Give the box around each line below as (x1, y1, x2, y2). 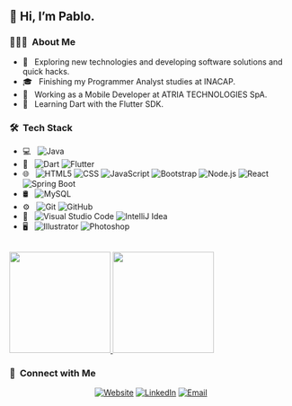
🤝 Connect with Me (9, 366, 96, 379)
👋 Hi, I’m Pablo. (9, 9, 95, 24)
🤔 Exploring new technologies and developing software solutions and (22, 56, 283, 67)
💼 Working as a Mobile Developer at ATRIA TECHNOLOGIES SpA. (22, 89, 268, 100)
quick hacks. (22, 66, 70, 76)
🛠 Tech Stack (9, 121, 74, 134)
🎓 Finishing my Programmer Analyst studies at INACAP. (22, 75, 236, 86)
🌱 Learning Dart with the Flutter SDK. (22, 98, 164, 109)
